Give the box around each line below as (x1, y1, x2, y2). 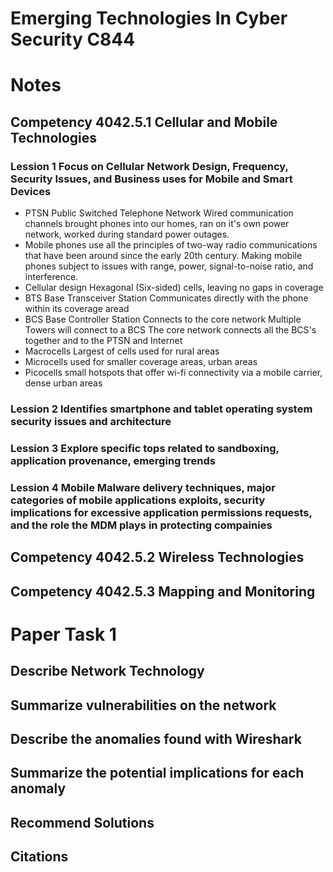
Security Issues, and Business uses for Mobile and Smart (10, 172, 293, 186)
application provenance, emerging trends (10, 453, 216, 467)
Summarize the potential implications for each (10, 765, 305, 782)
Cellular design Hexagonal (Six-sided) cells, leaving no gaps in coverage (24, 282, 324, 294)
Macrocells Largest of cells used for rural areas (24, 345, 220, 357)
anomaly (10, 780, 67, 797)
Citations (10, 848, 69, 866)
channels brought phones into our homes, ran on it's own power (24, 218, 290, 230)
